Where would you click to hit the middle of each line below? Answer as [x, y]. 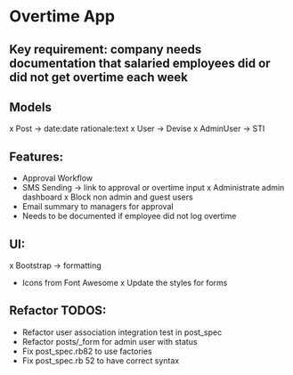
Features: [37, 156]
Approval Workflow [57, 178]
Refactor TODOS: [58, 310]
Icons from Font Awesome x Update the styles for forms [125, 283]
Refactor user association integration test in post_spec [122, 332]
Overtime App [62, 16]
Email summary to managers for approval [98, 207]
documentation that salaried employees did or [140, 63]
